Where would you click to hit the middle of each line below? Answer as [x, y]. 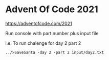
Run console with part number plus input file [52, 33]
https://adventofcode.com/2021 [39, 23]
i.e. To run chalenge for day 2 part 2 [43, 43]
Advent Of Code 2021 [52, 9]
